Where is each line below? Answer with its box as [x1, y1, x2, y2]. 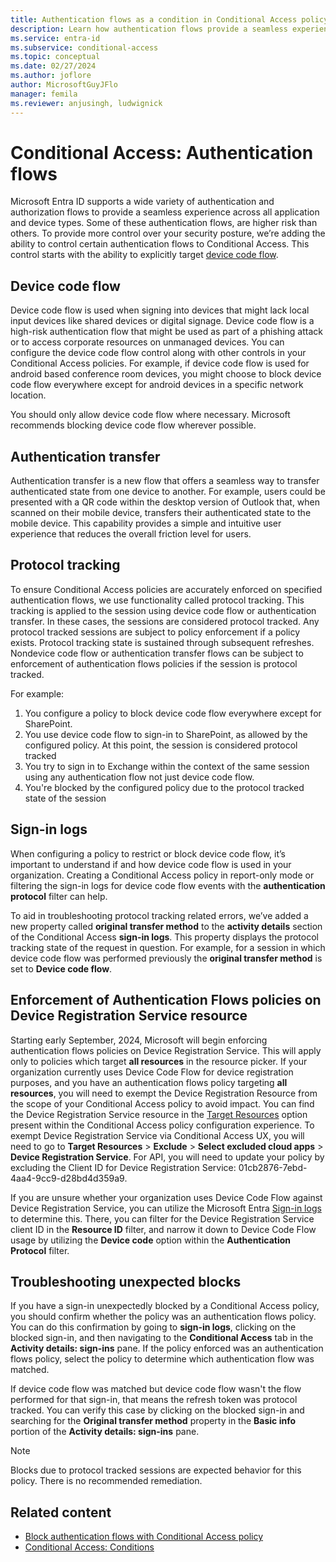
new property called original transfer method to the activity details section [10, 920, 323, 932]
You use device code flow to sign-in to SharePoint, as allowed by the [24, 728, 308, 740]
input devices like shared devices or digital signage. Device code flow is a [10, 315, 315, 327]
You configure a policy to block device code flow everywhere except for [24, 707, 322, 719]
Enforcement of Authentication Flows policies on [10, 992, 322, 1009]
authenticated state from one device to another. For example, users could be [10, 486, 326, 498]
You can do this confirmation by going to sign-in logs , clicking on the [10, 1321, 297, 1333]
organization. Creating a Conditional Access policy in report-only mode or [10, 869, 315, 881]
